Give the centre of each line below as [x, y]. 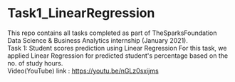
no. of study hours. [35, 63]
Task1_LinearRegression [81, 13]
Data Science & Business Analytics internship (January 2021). [98, 40]
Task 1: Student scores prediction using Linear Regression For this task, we [117, 48]
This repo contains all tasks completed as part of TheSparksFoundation [112, 33]
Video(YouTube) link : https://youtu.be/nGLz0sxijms [83, 71]
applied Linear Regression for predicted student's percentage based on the [118, 56]
